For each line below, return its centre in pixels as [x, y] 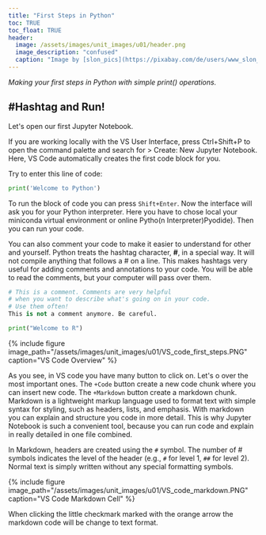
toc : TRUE [25, 23]
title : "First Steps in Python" [61, 15]
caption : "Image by [47, 60]
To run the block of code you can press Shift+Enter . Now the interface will [130, 203]
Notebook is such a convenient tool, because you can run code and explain [131, 426]
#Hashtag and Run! [57, 107]
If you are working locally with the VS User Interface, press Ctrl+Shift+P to [129, 141]
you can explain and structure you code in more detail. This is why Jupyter [130, 417]
